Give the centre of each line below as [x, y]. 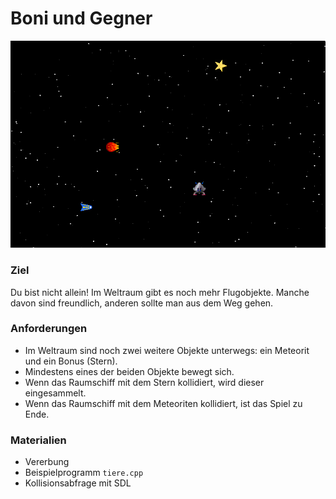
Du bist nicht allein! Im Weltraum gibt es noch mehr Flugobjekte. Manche [160, 292]
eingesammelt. [55, 393]
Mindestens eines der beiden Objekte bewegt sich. [129, 371]
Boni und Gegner [81, 18]
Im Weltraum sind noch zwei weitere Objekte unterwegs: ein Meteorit [167, 350]
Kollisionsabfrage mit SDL [78, 483]
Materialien [38, 440]
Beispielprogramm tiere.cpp [84, 473]
